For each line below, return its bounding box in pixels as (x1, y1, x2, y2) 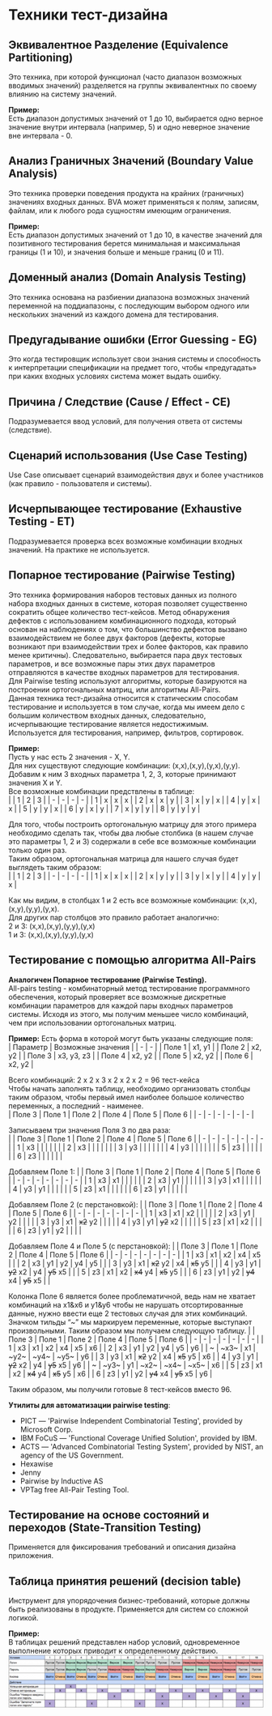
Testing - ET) (8, 514, 75, 528)
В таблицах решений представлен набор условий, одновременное (8, 1637, 240, 1647)
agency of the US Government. (19, 1450, 124, 1460)
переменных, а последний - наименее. (8, 1100, 144, 1111)
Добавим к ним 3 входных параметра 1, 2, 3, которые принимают (8, 769, 236, 779)
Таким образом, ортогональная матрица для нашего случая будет (8, 853, 239, 864)
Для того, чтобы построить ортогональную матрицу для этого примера (8, 819, 257, 829)
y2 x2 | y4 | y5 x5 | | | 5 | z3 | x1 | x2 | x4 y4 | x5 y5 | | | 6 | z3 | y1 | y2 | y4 (8, 1266, 255, 1277)
